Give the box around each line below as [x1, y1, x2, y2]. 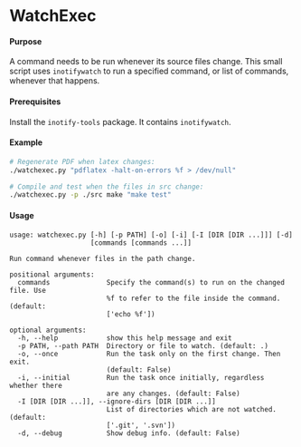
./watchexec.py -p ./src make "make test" [9, 190, 172, 199]
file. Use [9, 286, 47, 295]
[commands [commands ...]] [89, 238, 193, 248]
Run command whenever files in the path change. [9, 254, 196, 263]
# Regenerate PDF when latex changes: [9, 157, 155, 166]
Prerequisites [9, 96, 61, 107]
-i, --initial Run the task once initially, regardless [17, 373, 265, 382]
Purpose [9, 35, 42, 46]
